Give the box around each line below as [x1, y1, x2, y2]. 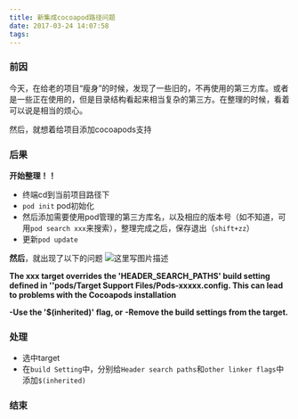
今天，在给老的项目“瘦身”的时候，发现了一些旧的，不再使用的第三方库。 [9, 82, 274, 94]
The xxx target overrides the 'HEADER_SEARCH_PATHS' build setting [9, 270, 270, 281]
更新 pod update [21, 234, 78, 244]
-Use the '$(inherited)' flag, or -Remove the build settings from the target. [9, 307, 289, 317]
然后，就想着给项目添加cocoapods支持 [9, 124, 152, 135]
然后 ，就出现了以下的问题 [9, 252, 103, 263]
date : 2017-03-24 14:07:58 [9, 21, 109, 30]
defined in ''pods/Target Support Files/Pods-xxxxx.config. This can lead [9, 280, 283, 291]
